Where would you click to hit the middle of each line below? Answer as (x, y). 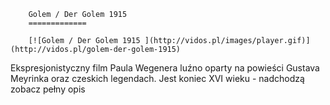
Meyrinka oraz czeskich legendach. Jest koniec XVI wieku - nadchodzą (157, 78)
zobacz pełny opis (48, 89)
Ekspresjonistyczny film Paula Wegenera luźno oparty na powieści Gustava (165, 68)
